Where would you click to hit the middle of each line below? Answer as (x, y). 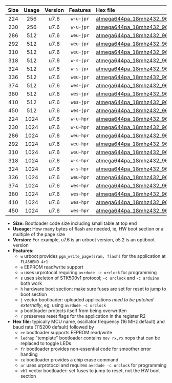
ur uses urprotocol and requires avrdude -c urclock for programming (93, 365)
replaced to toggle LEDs (46, 343)
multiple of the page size (39, 234)
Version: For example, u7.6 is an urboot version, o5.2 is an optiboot (84, 240)
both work (31, 283)
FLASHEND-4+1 (34, 262)
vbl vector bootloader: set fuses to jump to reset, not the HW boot (90, 371)
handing (29, 354)
